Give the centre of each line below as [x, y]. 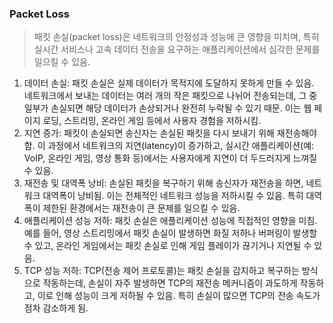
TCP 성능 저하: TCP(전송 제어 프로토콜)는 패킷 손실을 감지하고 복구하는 [161, 271]
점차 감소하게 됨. [56, 308]
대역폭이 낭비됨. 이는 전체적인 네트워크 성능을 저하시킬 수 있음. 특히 [173, 196]
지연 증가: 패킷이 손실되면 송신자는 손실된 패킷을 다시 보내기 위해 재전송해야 [170, 133]
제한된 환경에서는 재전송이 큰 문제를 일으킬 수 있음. [141, 208]
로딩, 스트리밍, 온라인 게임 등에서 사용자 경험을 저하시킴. [152, 121]
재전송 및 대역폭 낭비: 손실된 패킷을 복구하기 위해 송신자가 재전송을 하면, [163, 183]
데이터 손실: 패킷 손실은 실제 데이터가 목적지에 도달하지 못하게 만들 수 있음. [169, 83]
